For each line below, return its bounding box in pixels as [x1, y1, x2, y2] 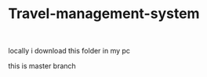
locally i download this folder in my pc [8, 46, 131, 55]
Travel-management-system [8, 5, 200, 23]
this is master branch [8, 60, 76, 71]
